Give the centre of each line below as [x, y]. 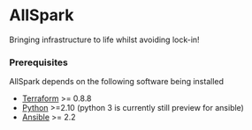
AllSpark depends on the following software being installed [116, 82]
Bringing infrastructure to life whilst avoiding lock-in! [105, 40]
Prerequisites [38, 62]
